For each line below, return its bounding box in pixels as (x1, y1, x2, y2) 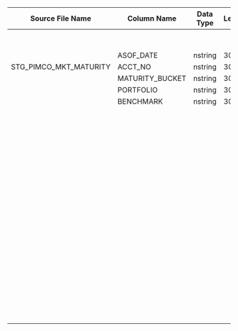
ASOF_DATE (117, 50, 158, 60)
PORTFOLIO (117, 85, 158, 94)
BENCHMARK (117, 97, 164, 106)
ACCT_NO (117, 62, 152, 72)
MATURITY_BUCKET (117, 74, 186, 83)
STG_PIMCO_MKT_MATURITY (11, 62, 111, 72)
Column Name (127, 13, 177, 23)
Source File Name (30, 13, 91, 23)
